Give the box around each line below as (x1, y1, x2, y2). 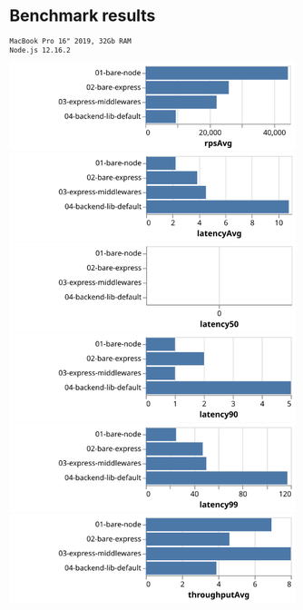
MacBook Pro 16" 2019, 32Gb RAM (9, 36, 132, 45)
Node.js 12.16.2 (9, 45, 71, 54)
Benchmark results (9, 5, 156, 26)
